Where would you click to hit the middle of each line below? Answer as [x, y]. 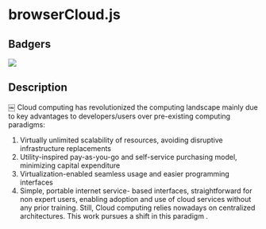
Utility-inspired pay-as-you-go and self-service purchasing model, [128, 157]
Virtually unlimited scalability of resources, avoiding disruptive [121, 140]
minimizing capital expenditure [70, 165]
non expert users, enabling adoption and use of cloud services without [135, 199]
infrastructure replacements [65, 148]
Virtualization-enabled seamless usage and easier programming [125, 173]
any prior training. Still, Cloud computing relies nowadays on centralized [137, 208]
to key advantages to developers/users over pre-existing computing [120, 116]
